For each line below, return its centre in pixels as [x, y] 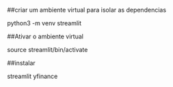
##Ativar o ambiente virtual [45, 36]
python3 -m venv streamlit [44, 23]
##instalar [21, 63]
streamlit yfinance [32, 76]
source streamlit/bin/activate [48, 50]
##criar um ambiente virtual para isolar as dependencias [86, 10]
